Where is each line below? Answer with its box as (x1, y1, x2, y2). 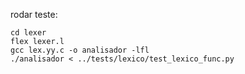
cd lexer (10, 28, 47, 38)
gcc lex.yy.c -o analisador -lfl (10, 45, 150, 55)
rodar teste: (10, 9, 58, 20)
